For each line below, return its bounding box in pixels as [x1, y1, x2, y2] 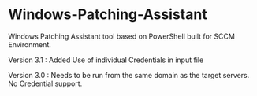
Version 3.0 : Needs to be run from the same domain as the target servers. [8, 70, 250, 79]
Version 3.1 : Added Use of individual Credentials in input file [8, 55, 204, 65]
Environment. [8, 39, 51, 49]
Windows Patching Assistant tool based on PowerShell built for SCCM [8, 31, 235, 41]
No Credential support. [8, 79, 83, 88]
